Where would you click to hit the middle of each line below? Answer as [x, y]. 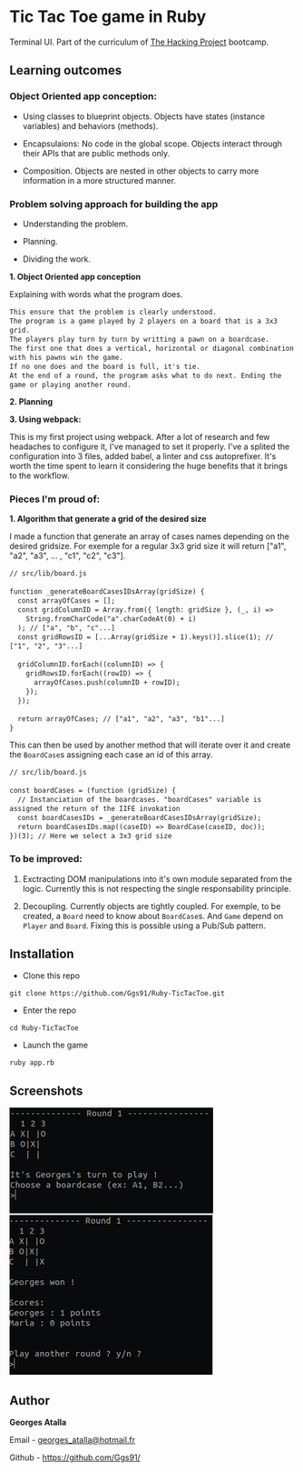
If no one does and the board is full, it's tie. [105, 366]
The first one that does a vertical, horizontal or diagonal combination [152, 348]
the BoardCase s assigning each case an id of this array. [111, 755]
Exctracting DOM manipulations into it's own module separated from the [157, 878]
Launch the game [55, 1045]
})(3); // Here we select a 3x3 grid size [91, 836]
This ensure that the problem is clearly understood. [113, 312]
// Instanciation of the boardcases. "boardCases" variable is [139, 800]
